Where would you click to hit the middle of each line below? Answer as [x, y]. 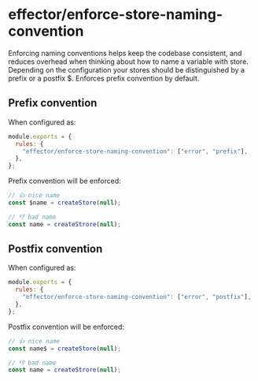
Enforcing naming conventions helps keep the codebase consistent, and [125, 53]
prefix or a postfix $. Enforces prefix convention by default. [104, 78]
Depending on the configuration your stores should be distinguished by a [127, 69]
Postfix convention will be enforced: [66, 327]
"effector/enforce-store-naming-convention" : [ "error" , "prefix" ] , [135, 151]
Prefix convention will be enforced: [64, 181]
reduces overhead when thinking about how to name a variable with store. [129, 62]
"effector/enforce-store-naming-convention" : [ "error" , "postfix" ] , [137, 297]
